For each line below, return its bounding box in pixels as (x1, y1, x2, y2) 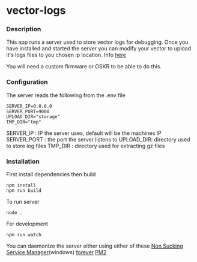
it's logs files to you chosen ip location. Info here (6, 52, 127, 59)
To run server (6, 198, 40, 206)
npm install (6, 182, 36, 189)
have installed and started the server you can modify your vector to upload (6, 45, 192, 52)
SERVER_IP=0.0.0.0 (6, 103, 52, 109)
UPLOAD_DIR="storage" (6, 113, 61, 120)
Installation (6, 157, 40, 165)
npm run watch (6, 232, 42, 238)
